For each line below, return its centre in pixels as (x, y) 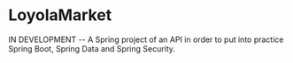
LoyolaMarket (60, 15)
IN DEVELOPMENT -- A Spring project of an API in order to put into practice (146, 39)
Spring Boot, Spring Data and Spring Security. (92, 48)
